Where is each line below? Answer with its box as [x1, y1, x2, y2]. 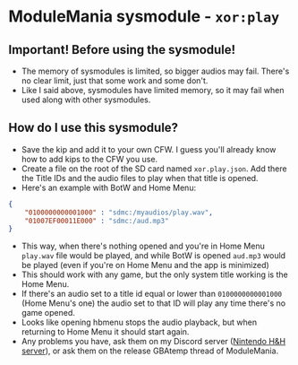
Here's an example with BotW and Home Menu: [21, 182, 197, 193]
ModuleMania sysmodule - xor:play [8, 6, 280, 27]
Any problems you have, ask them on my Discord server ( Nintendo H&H [21, 336, 286, 347]
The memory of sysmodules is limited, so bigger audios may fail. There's [21, 65, 290, 76]
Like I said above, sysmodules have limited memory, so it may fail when [21, 85, 285, 95]
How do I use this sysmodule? [8, 120, 179, 135]
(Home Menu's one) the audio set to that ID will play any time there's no [21, 298, 286, 309]
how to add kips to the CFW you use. [21, 153, 158, 164]
